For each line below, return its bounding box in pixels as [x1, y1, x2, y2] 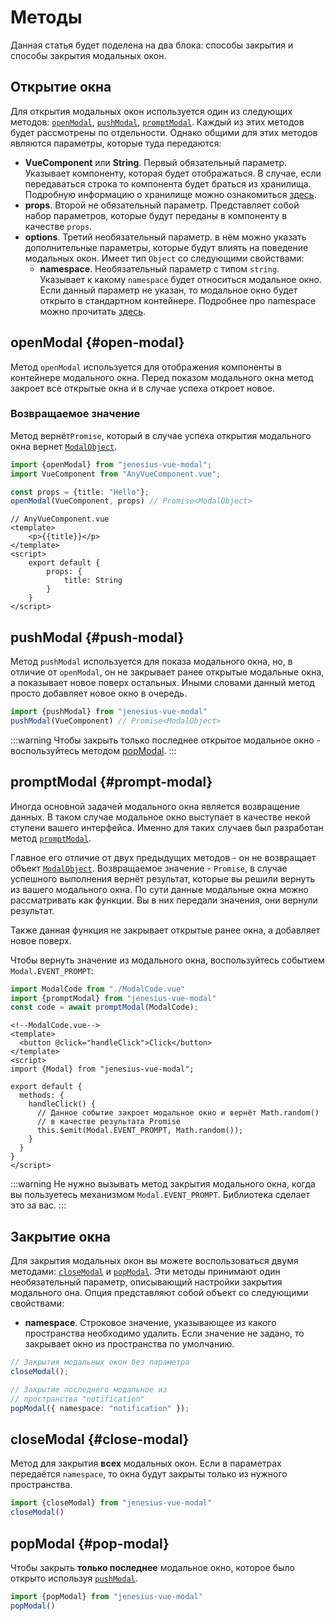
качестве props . [24, 220, 93, 232]
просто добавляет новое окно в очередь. [10, 687, 188, 700]
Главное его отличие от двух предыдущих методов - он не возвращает [10, 851, 317, 863]
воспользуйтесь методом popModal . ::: [10, 744, 177, 756]
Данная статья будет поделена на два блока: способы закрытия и [10, 39, 294, 51]
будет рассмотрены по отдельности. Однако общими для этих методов [10, 126, 318, 138]
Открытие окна [10, 79, 112, 96]
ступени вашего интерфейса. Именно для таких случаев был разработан [10, 821, 324, 833]
